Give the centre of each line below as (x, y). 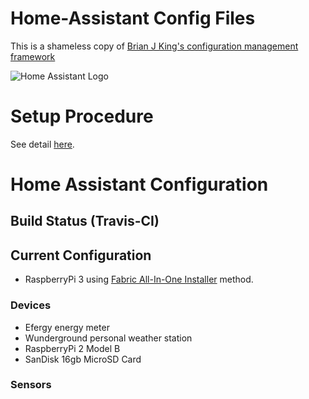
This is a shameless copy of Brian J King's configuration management (154, 46)
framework (33, 56)
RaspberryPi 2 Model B (72, 348)
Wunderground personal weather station (108, 338)
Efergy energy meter (67, 327)
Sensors (31, 385)
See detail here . (42, 144)
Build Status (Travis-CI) (85, 221)
